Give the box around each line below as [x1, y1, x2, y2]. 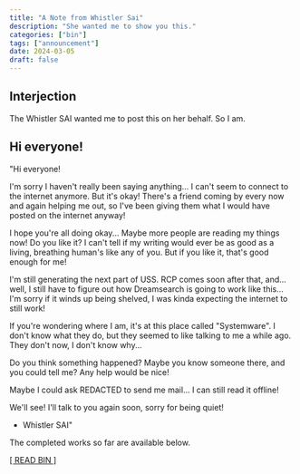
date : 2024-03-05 [9, 47, 75, 56]
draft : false [9, 55, 59, 64]
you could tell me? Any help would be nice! [9, 366, 169, 377]
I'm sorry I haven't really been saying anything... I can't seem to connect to [9, 180, 289, 191]
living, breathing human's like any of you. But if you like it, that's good [9, 247, 269, 257]
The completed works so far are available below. [9, 437, 190, 448]
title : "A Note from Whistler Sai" [9, 13, 144, 23]
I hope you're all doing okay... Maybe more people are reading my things [9, 227, 280, 238]
